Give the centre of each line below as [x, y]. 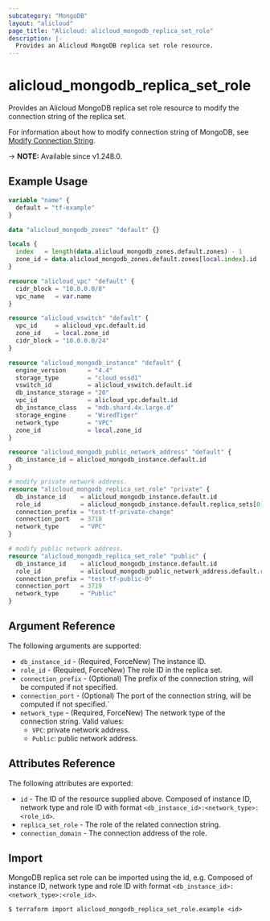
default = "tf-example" [55, 207]
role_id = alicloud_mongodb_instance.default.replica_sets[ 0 [138, 504]
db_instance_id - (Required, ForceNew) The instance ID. [113, 661]
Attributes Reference [62, 763]
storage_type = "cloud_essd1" [79, 378]
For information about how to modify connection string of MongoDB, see [129, 132]
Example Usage [48, 182]
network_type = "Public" [66, 594]
